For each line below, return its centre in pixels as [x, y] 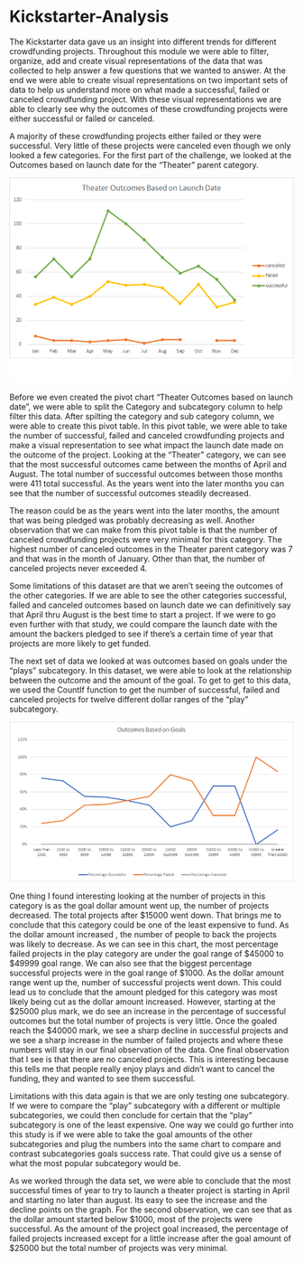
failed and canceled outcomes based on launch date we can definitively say [150, 605]
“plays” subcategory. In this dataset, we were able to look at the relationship [151, 671]
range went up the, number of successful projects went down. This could [146, 983]
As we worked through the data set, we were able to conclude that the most [150, 1181]
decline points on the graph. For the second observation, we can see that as [151, 1210]
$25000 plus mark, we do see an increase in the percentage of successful [148, 1012]
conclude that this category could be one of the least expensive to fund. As [149, 925]
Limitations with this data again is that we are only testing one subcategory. [149, 1097]
